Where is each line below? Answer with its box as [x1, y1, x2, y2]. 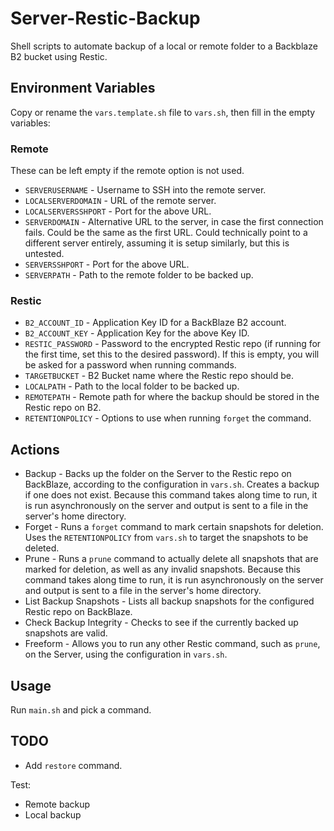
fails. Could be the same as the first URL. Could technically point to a [24, 227, 308, 239]
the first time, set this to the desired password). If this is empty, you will [24, 348, 320, 361]
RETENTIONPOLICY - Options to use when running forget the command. [24, 412, 312, 424]
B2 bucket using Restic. [10, 50, 108, 62]
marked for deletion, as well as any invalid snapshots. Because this [24, 563, 302, 576]
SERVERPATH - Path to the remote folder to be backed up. [24, 269, 254, 281]
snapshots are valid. [24, 627, 108, 639]
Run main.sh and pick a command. [10, 703, 152, 716]
